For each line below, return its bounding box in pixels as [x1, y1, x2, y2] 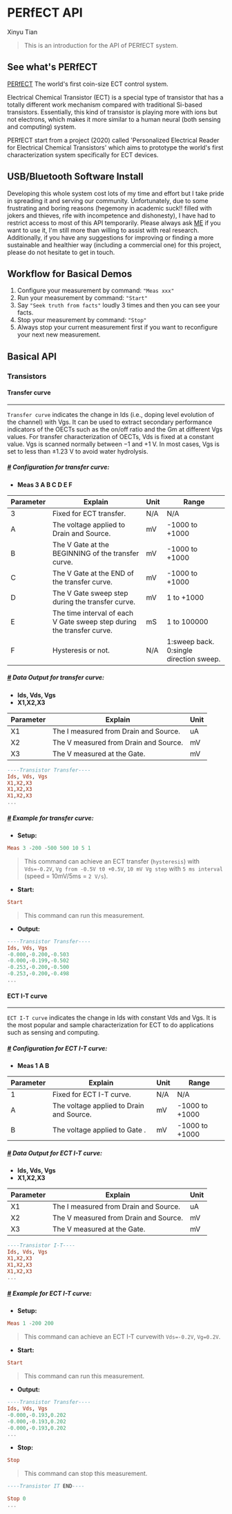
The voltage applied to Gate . [52, 1125, 146, 1135]
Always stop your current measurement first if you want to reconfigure [17, 323, 218, 332]
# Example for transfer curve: [7, 814, 95, 822]
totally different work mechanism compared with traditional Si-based [7, 100, 202, 109]
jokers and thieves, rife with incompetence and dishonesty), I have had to [7, 211, 216, 220]
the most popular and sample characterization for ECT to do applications [7, 1021, 214, 1029]
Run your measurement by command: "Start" [17, 294, 148, 302]
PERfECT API [7, 5, 83, 21]
